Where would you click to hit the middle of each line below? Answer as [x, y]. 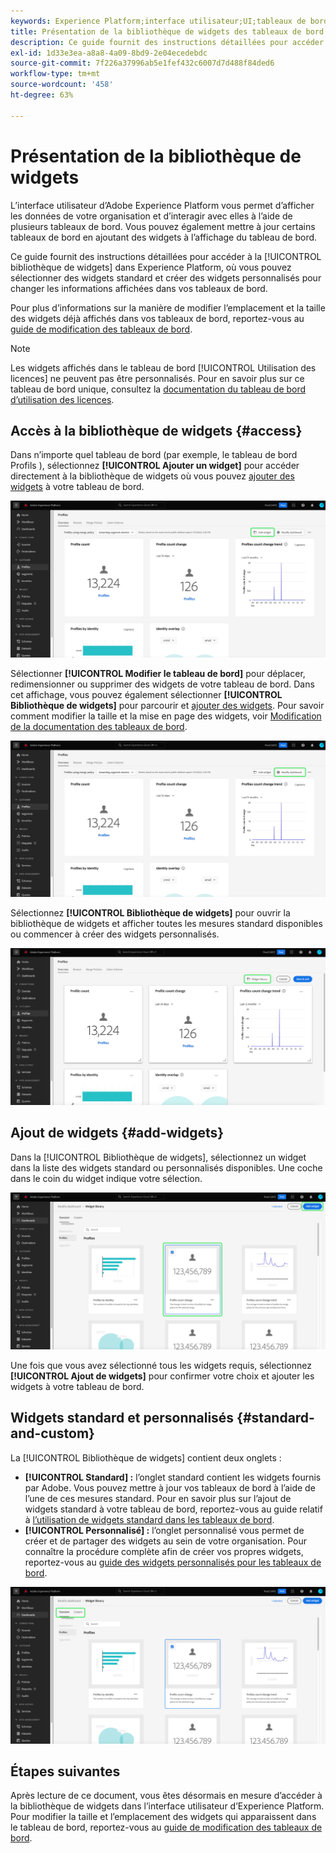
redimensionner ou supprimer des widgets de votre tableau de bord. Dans [162, 684]
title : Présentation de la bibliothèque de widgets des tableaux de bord [167, 31]
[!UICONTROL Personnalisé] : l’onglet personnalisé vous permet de [164, 1530]
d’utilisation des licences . [62, 399]
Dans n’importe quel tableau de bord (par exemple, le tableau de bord [154, 455]
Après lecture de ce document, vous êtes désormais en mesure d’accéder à [166, 1796]
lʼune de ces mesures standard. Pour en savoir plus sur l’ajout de [158, 1498]
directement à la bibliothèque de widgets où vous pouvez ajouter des [152, 476]
